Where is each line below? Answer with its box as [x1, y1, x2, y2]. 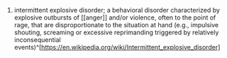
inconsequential [13, 36, 62, 44]
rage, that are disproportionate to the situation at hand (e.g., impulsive [13, 21, 219, 29]
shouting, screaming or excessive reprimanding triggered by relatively [13, 28, 219, 36]
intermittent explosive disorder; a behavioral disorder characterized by [13, 6, 220, 14]
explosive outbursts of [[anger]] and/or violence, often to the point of [13, 13, 216, 22]
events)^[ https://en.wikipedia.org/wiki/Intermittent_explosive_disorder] [13, 43, 221, 51]
